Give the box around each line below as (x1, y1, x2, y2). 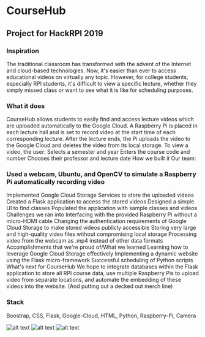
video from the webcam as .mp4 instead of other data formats (6, 237, 163, 244)
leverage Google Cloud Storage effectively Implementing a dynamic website (6, 250, 198, 257)
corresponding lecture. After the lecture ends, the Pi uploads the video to (6, 135, 191, 143)
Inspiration (6, 47, 40, 55)
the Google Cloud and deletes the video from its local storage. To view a (6, 142, 188, 149)
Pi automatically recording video (6, 178, 105, 186)
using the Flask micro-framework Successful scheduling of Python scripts (6, 257, 193, 264)
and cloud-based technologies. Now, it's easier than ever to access (6, 67, 176, 74)
